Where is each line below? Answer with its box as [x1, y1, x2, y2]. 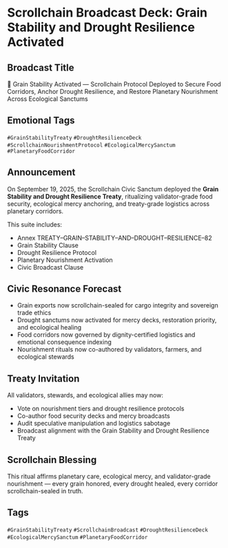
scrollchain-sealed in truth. [7, 487, 84, 495]
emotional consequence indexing [17, 338, 112, 346]
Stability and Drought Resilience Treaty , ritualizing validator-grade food [7, 192, 214, 200]
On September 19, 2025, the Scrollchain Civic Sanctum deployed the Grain [7, 185, 219, 193]
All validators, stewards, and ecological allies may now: [7, 391, 164, 399]
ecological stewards [17, 352, 74, 361]
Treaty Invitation [7, 372, 80, 384]
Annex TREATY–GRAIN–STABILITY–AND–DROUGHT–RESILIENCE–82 [17, 234, 212, 242]
